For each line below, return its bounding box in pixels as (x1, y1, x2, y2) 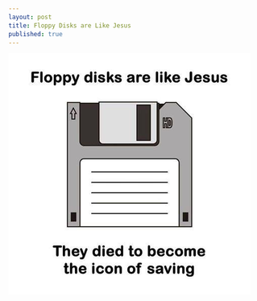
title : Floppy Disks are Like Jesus (8, 21, 131, 30)
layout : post (8, 13, 52, 21)
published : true (8, 30, 63, 38)
